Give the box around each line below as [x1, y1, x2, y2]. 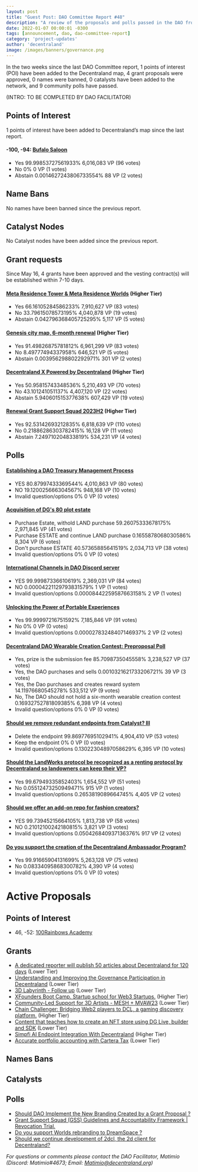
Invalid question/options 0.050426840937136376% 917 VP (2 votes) [14, 830, 181, 837]
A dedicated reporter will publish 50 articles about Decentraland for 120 [14, 962, 189, 969]
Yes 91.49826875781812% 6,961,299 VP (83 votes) [14, 342, 140, 349]
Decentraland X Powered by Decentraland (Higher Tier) [6, 369, 144, 376]
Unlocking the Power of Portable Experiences [6, 603, 120, 610]
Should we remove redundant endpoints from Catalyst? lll [6, 720, 150, 727]
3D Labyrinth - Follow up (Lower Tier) [14, 987, 106, 994]
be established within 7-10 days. [6, 276, 85, 284]
